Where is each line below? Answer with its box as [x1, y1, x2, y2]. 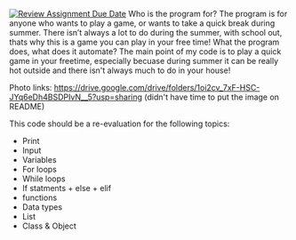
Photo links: [9, 83, 52, 92]
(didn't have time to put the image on [143, 92, 280, 102]
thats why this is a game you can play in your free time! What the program [9, 36, 280, 47]
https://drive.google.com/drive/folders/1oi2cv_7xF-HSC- [53, 83, 260, 92]
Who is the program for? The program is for [128, 9, 288, 19]
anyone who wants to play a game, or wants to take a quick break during [9, 18, 276, 28]
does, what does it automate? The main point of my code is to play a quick [9, 46, 282, 57]
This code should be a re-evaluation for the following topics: [9, 118, 230, 129]
